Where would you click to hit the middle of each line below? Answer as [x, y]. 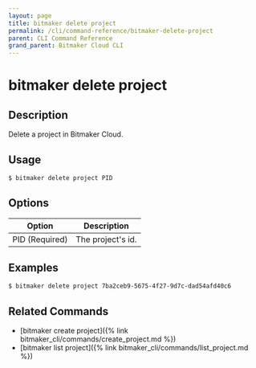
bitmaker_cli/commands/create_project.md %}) [98, 339]
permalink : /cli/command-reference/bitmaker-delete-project [111, 31]
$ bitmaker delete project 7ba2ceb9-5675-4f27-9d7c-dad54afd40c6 [120, 286]
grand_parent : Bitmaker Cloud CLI [66, 46]
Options [29, 203]
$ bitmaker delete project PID [61, 178]
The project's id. [106, 239]
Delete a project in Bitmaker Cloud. [66, 134]
